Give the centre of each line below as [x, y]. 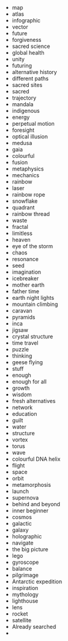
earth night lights [33, 298]
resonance [25, 259]
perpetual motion [33, 124]
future [20, 33]
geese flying [27, 362]
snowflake [25, 201]
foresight [23, 130]
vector [20, 27]
